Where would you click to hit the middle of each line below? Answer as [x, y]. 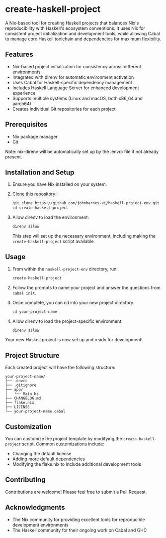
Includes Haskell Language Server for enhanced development [76, 88]
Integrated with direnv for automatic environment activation [73, 77]
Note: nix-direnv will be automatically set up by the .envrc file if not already [82, 151]
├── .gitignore [21, 385]
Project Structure [32, 355]
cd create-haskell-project [40, 208]
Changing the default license [42, 454]
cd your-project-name [35, 312]
